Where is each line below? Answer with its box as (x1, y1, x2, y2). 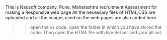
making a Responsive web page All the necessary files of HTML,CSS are (5, 9, 155, 15)
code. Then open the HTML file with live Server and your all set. (30, 30, 162, 35)
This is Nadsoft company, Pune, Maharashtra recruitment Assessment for (5, 4, 157, 10)
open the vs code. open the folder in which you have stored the (30, 24, 162, 30)
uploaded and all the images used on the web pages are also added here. (5, 15, 157, 20)
